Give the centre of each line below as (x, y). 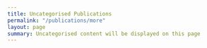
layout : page (26, 27)
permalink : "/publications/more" (57, 20)
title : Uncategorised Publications (60, 14)
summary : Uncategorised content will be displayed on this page (104, 34)
